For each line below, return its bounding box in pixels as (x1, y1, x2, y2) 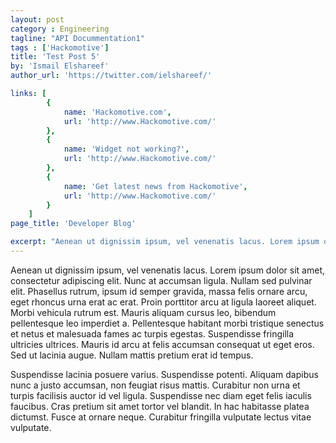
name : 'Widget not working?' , (63, 144, 190, 155)
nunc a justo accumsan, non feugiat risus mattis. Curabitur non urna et (10, 379, 301, 391)
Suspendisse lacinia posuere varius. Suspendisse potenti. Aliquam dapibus (10, 368, 319, 380)
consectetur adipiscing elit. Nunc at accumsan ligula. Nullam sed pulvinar (10, 274, 313, 286)
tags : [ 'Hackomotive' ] (10, 42, 110, 53)
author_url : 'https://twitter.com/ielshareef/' (10, 71, 213, 81)
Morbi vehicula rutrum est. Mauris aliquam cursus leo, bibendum (10, 306, 277, 318)
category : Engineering (10, 24, 110, 34)
